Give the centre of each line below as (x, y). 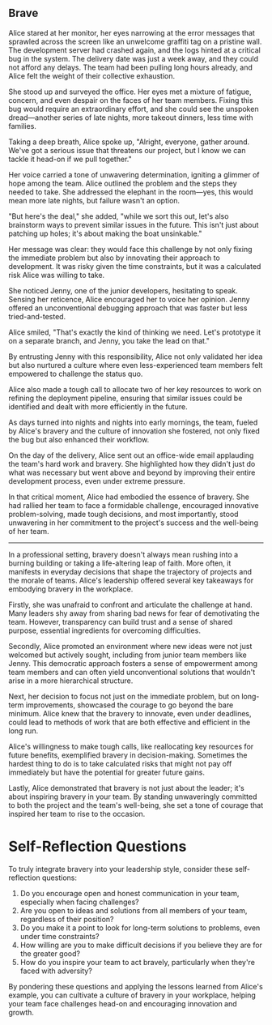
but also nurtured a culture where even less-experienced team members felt (136, 365)
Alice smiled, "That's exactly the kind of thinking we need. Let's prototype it (135, 332)
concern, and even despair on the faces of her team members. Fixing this (131, 100)
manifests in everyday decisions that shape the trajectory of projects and (130, 571)
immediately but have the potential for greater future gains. (106, 772)
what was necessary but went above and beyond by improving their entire (132, 472)
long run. (23, 730)
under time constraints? (59, 936)
